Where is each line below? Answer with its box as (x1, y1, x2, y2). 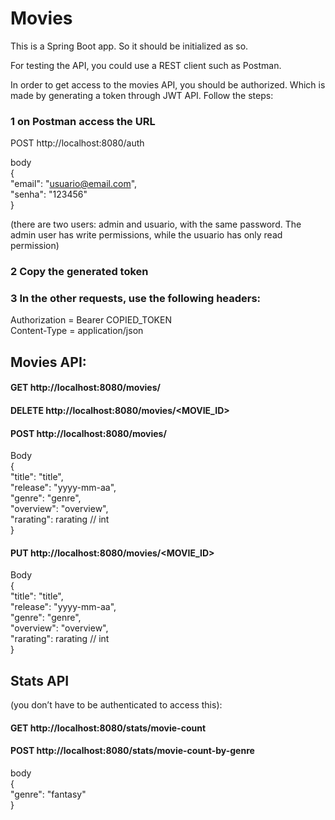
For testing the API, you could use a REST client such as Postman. (10, 59, 282, 71)
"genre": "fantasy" (10, 788, 87, 801)
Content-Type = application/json (10, 325, 144, 337)
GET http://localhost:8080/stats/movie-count (10, 722, 207, 734)
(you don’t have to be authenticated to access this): (10, 699, 223, 711)
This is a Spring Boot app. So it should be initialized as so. (10, 40, 249, 52)
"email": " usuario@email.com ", (10, 178, 138, 190)
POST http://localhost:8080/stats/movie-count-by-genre (10, 745, 255, 757)
